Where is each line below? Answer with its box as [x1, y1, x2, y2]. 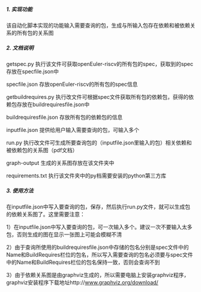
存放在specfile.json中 [6, 68, 59, 75]
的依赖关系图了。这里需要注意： [6, 210, 85, 218]
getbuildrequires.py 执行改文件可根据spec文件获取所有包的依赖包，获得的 [6, 93, 189, 100]
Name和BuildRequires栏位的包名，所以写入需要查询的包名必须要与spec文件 [6, 251, 193, 258]
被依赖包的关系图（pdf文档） [6, 146, 78, 153]
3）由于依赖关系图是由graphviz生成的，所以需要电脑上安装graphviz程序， [6, 271, 190, 278]
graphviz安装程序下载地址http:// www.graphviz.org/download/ [6, 279, 159, 286]
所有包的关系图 [16, 29, 54, 36]
